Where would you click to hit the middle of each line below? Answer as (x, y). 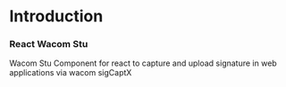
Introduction (56, 16)
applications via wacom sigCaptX (71, 73)
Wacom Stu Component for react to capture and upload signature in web (143, 63)
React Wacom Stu (49, 44)
